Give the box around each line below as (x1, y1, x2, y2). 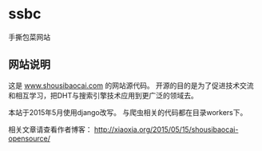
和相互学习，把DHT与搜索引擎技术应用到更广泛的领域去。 (8, 90, 198, 100)
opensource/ (8, 133, 50, 143)
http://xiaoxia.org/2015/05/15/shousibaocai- (93, 125, 239, 134)
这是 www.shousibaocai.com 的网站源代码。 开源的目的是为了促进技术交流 (8, 81, 254, 90)
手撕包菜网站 (8, 32, 50, 42)
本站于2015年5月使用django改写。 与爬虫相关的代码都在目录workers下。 (8, 107, 248, 117)
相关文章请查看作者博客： (8, 125, 93, 134)
